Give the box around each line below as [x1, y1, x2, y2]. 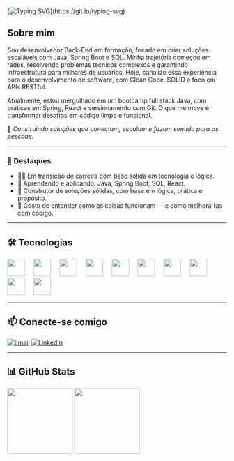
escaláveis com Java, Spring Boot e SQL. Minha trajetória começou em [7, 53, 211, 61]
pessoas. [7, 132, 33, 140]
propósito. [17, 194, 47, 202]
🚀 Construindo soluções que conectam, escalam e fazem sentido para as [7, 124, 219, 133]
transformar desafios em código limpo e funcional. [7, 111, 153, 119]
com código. [17, 209, 54, 218]
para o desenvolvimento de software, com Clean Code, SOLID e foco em [7, 75, 216, 84]
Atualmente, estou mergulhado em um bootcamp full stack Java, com [7, 96, 207, 105]
